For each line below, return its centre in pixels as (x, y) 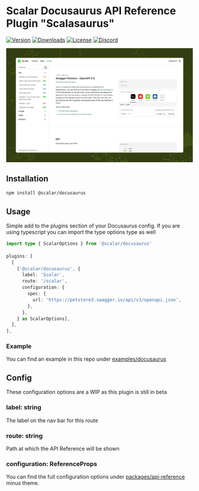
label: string (24, 407)
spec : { (37, 294)
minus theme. (23, 483)
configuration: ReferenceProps (52, 464)
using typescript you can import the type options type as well (81, 232)
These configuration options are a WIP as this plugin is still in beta (86, 392)
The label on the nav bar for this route (52, 420)
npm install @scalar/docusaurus (46, 193)
